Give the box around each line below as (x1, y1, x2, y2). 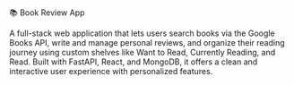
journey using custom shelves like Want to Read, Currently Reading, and (9, 47, 276, 57)
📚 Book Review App (9, 7, 85, 18)
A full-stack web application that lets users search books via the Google (9, 28, 275, 38)
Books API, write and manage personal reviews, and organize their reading (9, 38, 285, 47)
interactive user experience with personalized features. (9, 66, 213, 76)
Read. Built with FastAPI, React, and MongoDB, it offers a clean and (9, 56, 258, 67)
